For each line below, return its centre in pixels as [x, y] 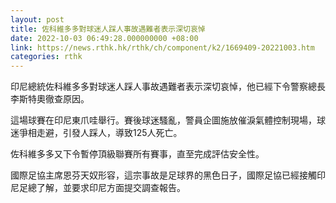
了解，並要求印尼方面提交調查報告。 [111, 188]
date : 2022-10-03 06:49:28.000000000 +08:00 [104, 38]
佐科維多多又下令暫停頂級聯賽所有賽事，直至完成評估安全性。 [137, 154]
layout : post [37, 19]
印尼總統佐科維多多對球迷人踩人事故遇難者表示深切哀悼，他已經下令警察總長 [168, 87]
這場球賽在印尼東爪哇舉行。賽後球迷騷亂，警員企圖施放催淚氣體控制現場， [163, 120]
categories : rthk [46, 57]
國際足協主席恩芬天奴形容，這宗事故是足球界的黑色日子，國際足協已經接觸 [163, 175]
